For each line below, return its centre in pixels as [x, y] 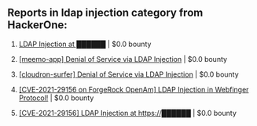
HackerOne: [37, 25]
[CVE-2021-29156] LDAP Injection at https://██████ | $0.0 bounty [128, 113]
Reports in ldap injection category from [105, 13]
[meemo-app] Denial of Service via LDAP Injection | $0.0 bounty [123, 59]
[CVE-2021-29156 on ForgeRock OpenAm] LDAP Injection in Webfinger [134, 89]
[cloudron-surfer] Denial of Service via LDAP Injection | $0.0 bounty [128, 74]
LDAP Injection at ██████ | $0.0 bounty [85, 44]
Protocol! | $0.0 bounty [56, 98]
